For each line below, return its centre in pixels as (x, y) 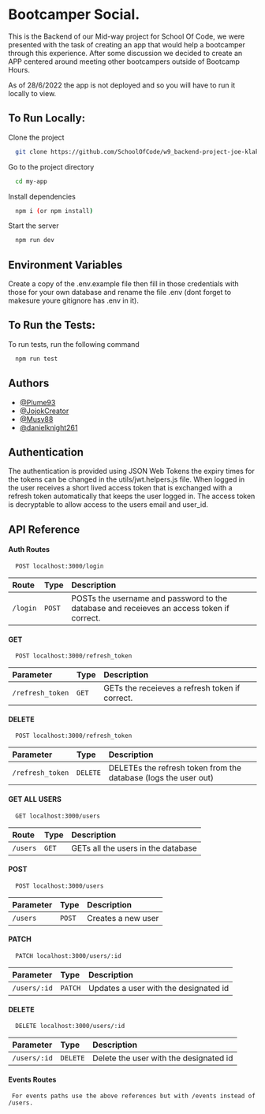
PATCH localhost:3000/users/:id (69, 956)
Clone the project (36, 137)
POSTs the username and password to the (149, 598)
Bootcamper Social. (74, 15)
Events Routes (32, 1079)
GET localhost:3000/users (58, 816)
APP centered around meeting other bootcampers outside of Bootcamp (124, 61)
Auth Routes (29, 550)
